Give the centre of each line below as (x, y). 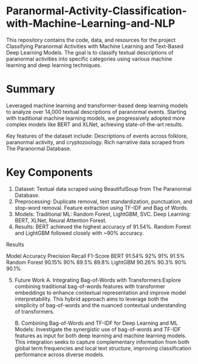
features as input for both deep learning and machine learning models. (100, 336)
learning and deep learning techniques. (54, 65)
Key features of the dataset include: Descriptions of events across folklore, (97, 136)
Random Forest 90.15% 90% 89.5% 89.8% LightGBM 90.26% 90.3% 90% (96, 262)
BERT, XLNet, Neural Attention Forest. (61, 220)
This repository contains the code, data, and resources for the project (91, 40)
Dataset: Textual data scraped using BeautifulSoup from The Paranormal (103, 189)
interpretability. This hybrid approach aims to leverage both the (91, 299)
